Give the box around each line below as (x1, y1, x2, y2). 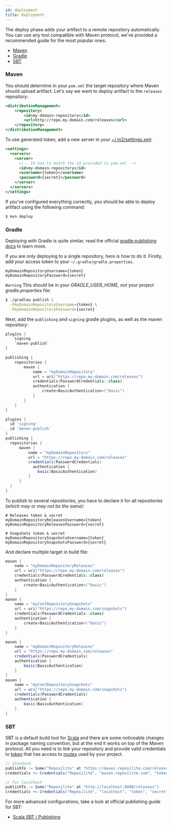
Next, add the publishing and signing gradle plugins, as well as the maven (5, 316, 163, 322)
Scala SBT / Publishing (12, 814, 60, 820)
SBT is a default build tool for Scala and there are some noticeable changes (5, 734, 164, 741)
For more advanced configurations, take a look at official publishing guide (5, 798, 161, 805)
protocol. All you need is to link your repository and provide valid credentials (5, 746, 166, 752)
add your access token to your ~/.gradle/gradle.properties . (5, 258, 134, 265)
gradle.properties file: (5, 287, 51, 293)
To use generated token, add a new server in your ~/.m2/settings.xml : (5, 136, 153, 143)
